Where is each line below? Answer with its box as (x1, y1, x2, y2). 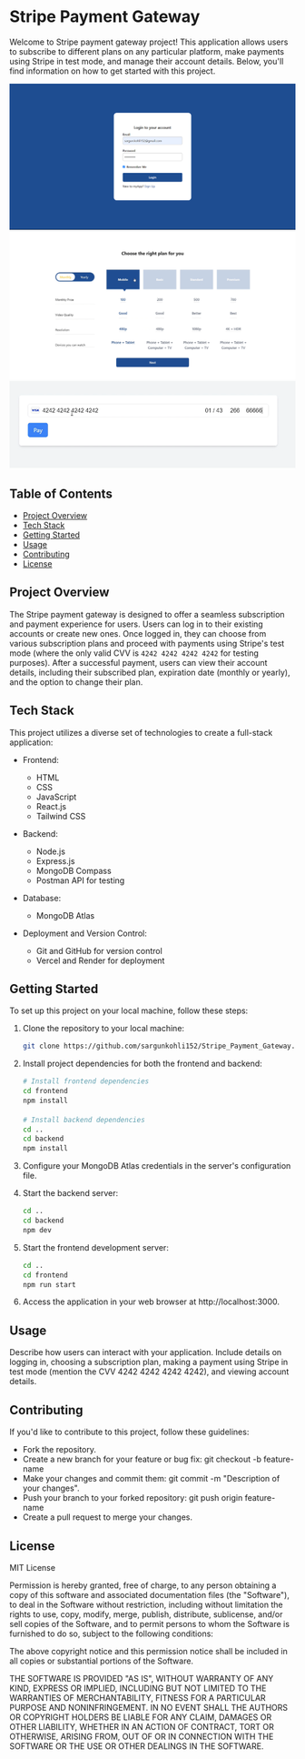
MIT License (9, 1562, 56, 1573)
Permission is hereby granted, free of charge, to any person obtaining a (9, 1580, 277, 1591)
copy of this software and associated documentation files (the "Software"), (9, 1589, 290, 1600)
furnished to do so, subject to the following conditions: (9, 1628, 213, 1639)
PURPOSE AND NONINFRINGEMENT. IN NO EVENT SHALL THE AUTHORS (9, 1702, 289, 1713)
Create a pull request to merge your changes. (22, 1512, 193, 1523)
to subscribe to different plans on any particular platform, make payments (9, 45, 285, 56)
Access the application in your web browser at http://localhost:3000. (22, 1296, 280, 1307)
